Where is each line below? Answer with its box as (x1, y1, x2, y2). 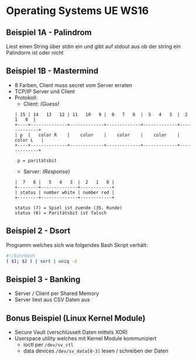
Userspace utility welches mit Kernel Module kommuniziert (14, 335, 157, 342)
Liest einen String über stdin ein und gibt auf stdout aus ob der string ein (6, 43, 181, 50)
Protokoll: (14, 94, 38, 101)
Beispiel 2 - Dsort (6, 226, 71, 236)
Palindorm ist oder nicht (6, 49, 64, 56)
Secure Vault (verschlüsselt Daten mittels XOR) (14, 329, 128, 335)
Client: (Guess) (23, 100, 60, 107)
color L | (14, 137, 44, 143)
